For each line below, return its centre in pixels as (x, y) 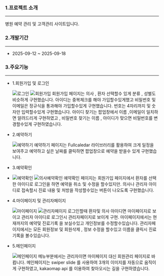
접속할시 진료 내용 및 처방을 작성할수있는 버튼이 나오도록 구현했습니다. (88, 190)
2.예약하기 (22, 134)
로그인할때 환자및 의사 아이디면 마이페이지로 (109, 211)
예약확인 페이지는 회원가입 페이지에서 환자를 (105, 178)
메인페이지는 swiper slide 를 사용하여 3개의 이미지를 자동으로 (85, 262)
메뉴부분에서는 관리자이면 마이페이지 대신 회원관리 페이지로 (94, 256)
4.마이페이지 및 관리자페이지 (39, 200)
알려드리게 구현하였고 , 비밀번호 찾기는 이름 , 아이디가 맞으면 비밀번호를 (85, 118)
